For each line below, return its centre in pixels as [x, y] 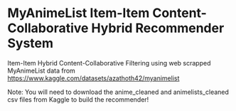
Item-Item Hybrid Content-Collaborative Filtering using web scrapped [109, 63]
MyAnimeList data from [42, 70]
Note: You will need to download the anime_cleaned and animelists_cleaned [118, 92]
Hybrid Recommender [158, 28]
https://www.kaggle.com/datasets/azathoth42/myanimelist [93, 78]
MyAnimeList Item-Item [79, 13]
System [31, 43]
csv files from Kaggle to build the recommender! [78, 99]
